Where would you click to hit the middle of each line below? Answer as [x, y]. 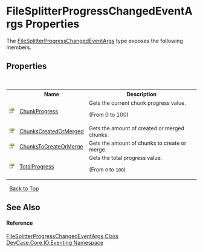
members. [19, 47]
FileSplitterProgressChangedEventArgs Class [63, 236]
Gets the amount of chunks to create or [138, 143]
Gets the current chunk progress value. [137, 103]
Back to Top [24, 188]
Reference [20, 223]
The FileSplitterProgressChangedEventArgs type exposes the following [95, 41]
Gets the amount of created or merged [137, 128]
